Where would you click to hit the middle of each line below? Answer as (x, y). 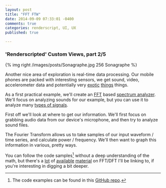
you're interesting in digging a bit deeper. (47, 166)
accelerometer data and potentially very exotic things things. (67, 85)
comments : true (21, 23)
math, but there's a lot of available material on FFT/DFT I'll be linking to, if (80, 160)
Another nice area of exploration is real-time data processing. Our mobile (80, 75)
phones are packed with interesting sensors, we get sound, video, (72, 80)
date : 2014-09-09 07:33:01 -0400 (40, 19)
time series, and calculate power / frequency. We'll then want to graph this (81, 140)
